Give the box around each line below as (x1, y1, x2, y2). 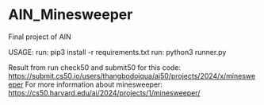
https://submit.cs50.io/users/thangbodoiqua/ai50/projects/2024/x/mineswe (8, 71, 256, 80)
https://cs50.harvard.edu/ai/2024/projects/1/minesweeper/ (8, 87, 201, 97)
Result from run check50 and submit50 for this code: (8, 62, 181, 72)
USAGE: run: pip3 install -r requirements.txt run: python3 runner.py (8, 47, 227, 56)
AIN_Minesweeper (8, 6, 133, 24)
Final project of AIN (8, 32, 71, 41)
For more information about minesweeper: (25, 80, 163, 89)
